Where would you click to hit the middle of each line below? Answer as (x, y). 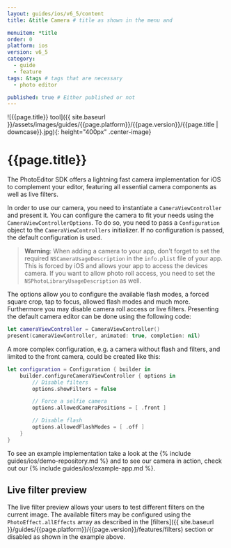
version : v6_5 (28, 52)
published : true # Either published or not (71, 97)
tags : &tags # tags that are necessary (65, 78)
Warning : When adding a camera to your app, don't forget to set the (122, 251)
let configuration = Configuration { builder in (79, 369)
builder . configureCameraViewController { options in (98, 376)
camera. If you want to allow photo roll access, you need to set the (120, 274)
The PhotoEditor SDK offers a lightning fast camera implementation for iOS (114, 179)
